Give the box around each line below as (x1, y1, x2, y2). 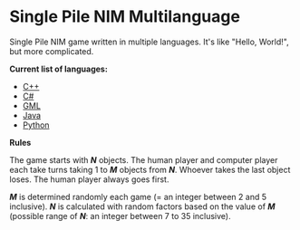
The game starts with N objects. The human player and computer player (9, 154, 278, 165)
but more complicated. (9, 45, 94, 56)
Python (22, 120, 50, 130)
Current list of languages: (9, 63, 109, 74)
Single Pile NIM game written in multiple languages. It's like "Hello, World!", (9, 36, 289, 47)
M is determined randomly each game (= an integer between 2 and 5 (9, 191, 267, 202)
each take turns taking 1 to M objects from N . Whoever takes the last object (9, 164, 291, 175)
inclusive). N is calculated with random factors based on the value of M (9, 201, 276, 212)
